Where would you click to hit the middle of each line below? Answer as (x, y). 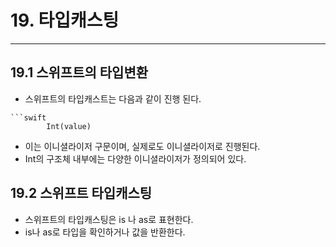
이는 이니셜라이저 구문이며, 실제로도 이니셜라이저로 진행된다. (142, 146)
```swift (28, 117)
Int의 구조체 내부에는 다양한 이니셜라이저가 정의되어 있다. (135, 158)
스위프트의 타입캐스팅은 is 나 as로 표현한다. (109, 219)
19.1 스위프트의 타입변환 (79, 72)
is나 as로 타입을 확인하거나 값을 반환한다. (105, 232)
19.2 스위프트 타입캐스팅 (81, 193)
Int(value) (69, 126)
